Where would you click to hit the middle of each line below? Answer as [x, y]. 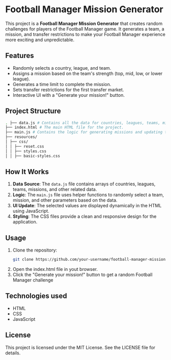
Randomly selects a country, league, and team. [62, 68]
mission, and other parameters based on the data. [65, 200]
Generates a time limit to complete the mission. [62, 84]
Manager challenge [33, 280]
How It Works [27, 172]
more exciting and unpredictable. [40, 40]
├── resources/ [21, 137]
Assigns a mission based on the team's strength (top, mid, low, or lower [88, 73]
